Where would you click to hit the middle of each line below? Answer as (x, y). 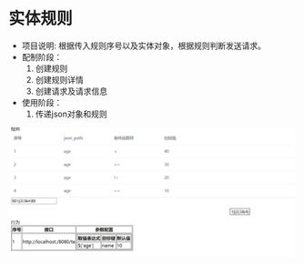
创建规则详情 (59, 79)
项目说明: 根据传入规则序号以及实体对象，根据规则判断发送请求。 (143, 46)
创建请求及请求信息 (71, 91)
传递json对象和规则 (71, 114)
